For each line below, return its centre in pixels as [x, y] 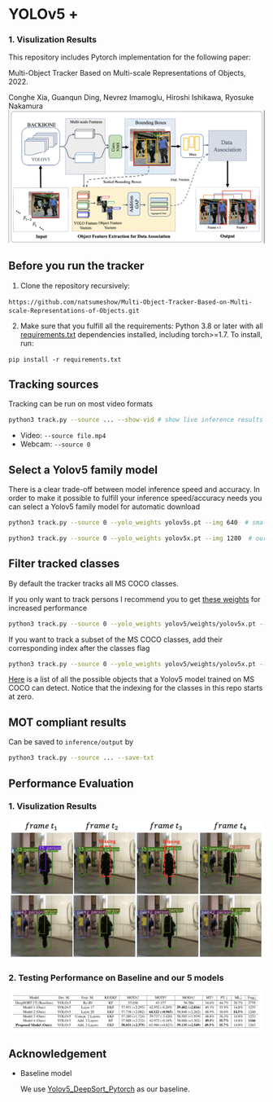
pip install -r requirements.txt [65, 359]
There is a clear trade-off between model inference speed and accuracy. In [134, 490]
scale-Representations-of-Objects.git [74, 310]
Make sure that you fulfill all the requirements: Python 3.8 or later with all [141, 326]
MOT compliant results [67, 722]
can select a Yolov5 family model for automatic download [104, 507]
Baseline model [46, 1073]
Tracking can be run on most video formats [80, 404]
